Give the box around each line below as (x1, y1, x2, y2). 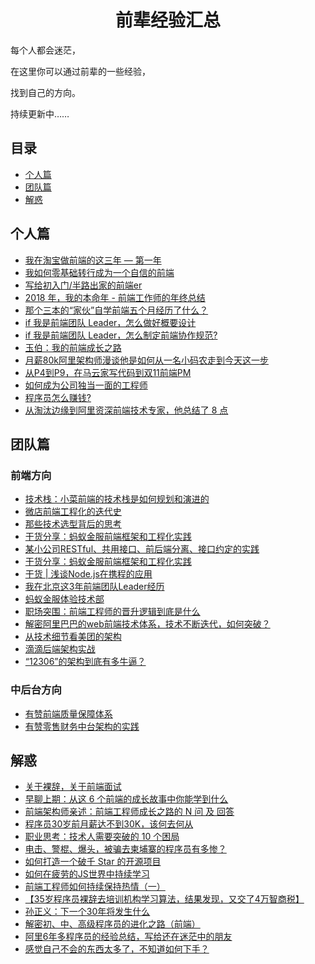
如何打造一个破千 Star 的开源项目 (24, 856, 162, 868)
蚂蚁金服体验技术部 (24, 593, 105, 605)
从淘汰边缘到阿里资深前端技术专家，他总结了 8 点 (24, 404, 229, 416)
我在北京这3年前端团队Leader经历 (24, 581, 165, 593)
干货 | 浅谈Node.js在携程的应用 (24, 568, 153, 580)
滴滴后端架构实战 (24, 643, 96, 655)
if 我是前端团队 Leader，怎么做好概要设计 (24, 316, 197, 328)
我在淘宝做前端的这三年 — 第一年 (24, 254, 162, 266)
